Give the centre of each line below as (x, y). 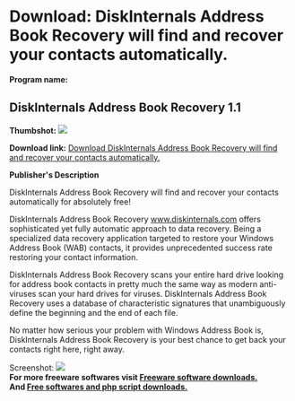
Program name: (39, 79)
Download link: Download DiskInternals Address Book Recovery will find (143, 148)
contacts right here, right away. (67, 349)
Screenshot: (32, 367)
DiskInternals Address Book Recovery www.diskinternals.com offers (135, 219)
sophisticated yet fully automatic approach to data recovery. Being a (135, 228)
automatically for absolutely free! (70, 201)
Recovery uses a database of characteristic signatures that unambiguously (147, 303)
